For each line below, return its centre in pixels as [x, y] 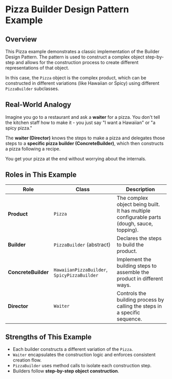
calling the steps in [139, 306]
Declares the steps [139, 238]
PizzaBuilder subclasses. [32, 89]
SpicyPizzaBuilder [76, 275]
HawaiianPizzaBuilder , [81, 269]
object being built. [138, 204]
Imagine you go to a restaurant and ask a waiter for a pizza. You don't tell [83, 117]
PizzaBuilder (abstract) [82, 244]
